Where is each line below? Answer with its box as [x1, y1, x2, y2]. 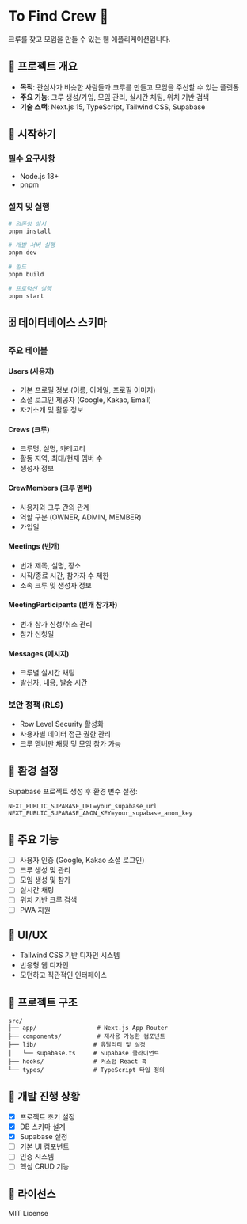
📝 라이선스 [8, 1187, 57, 1200]
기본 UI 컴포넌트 [19, 1142, 70, 1151]
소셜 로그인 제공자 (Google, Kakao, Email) [19, 395, 152, 405]
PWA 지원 [19, 905, 51, 914]
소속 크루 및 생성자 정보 [19, 580, 93, 590]
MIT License [8, 1209, 49, 1218]
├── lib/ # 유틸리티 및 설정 [8, 1041, 146, 1049]
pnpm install [8, 227, 51, 235]
